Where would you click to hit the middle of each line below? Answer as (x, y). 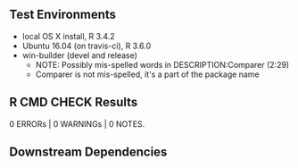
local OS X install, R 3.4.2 (68, 36)
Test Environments (63, 15)
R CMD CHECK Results (74, 102)
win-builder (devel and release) (80, 55)
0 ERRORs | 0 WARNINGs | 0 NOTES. (77, 123)
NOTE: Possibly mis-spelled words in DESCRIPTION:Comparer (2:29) (162, 64)
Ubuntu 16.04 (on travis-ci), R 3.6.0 (87, 46)
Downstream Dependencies (88, 152)
